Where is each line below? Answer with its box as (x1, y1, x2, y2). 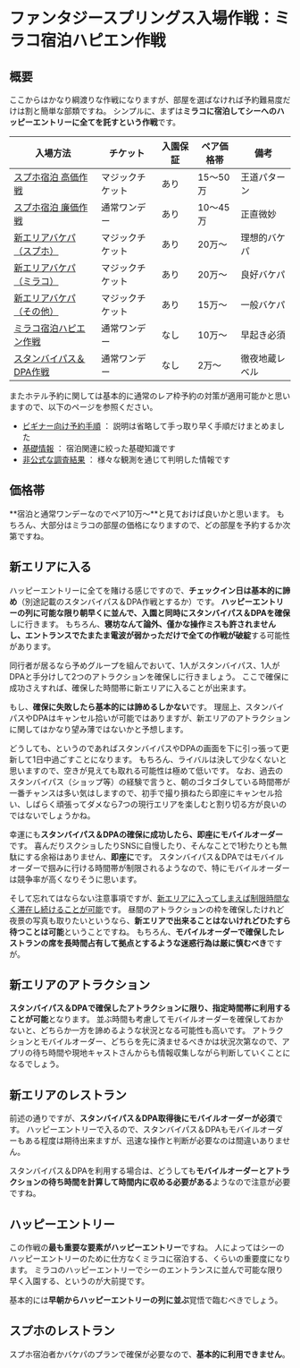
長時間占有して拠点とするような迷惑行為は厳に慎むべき (63, 937, 268, 948)
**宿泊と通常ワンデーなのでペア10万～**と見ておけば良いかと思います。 (9, 508, 275, 519)
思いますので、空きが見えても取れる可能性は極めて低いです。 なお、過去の (9, 765, 284, 775)
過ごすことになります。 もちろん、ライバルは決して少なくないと (51, 754, 287, 765)
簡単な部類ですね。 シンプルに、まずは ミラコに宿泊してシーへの (39, 106, 277, 116)
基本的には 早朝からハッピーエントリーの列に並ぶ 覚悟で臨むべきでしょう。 (9, 1295, 283, 1305)
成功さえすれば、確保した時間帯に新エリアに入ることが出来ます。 (9, 682, 252, 693)
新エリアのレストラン (9, 1087, 127, 1102)
